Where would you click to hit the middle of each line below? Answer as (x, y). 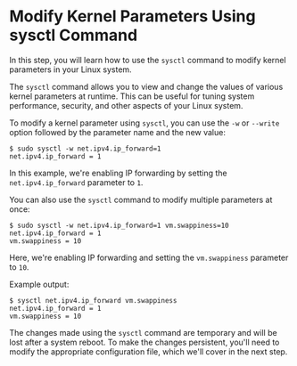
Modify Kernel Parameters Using (132, 16)
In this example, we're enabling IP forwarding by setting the (118, 173)
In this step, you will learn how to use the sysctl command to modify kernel (148, 60)
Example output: (39, 284)
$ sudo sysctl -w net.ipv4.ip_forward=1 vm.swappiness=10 (119, 225)
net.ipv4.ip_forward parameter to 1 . (76, 182)
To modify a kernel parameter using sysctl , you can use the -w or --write (144, 123)
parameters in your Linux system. (70, 69)
